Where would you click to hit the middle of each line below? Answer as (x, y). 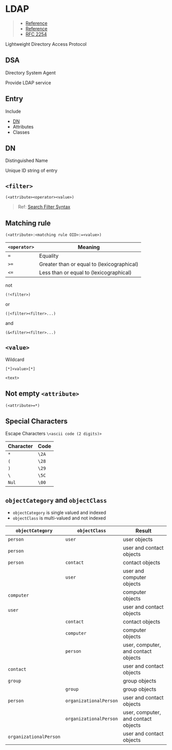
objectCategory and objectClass (56, 500)
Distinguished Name (27, 160)
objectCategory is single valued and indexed (59, 513)
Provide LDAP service (28, 82)
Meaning (89, 247)
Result (144, 531)
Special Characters (37, 422)
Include (13, 111)
